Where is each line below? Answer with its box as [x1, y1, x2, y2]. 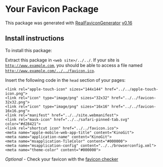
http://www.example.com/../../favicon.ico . [5, 67, 96, 73]
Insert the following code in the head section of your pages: [5, 77, 126, 83]
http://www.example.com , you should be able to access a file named [5, 62, 143, 68]
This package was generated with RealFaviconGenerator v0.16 [5, 20, 133, 26]
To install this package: [5, 47, 53, 53]
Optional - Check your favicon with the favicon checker [5, 156, 118, 162]
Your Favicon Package [5, 3, 99, 15]
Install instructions [5, 34, 64, 43]
